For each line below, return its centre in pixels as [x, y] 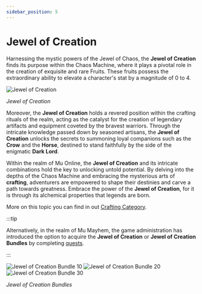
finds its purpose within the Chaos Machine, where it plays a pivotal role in [99, 65]
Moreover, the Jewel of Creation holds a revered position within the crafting [101, 113]
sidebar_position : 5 [32, 12]
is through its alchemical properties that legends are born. [79, 195]
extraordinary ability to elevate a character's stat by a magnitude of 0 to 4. [99, 78]
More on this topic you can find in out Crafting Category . [77, 206]
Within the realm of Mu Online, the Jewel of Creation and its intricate [92, 163]
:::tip [12, 219]
